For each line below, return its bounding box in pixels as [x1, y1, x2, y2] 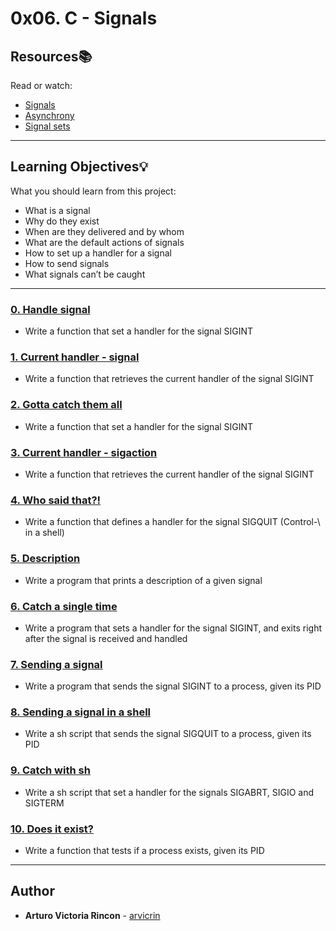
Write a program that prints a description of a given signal [24, 574, 263, 586]
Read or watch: [10, 80, 73, 91]
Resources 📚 [10, 48, 93, 65]
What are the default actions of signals [24, 236, 185, 248]
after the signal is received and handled [24, 632, 188, 644]
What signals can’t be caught [24, 268, 146, 280]
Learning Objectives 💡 [10, 158, 149, 176]
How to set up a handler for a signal [24, 247, 172, 259]
